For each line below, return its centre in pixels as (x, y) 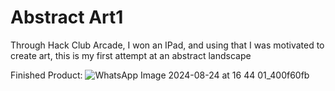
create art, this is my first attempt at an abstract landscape (131, 55)
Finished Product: (46, 75)
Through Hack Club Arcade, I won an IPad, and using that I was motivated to (167, 45)
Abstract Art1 (67, 17)
